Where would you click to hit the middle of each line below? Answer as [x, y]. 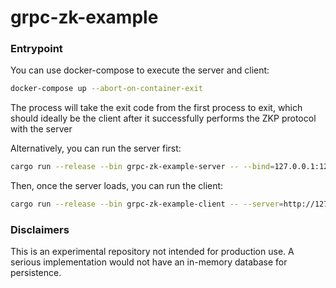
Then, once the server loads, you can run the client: [117, 186]
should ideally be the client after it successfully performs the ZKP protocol [163, 118]
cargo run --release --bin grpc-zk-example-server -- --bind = [142, 167]
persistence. [36, 273]
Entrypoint [36, 49]
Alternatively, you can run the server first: [96, 148]
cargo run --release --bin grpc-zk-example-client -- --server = [147, 204]
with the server [41, 129]
